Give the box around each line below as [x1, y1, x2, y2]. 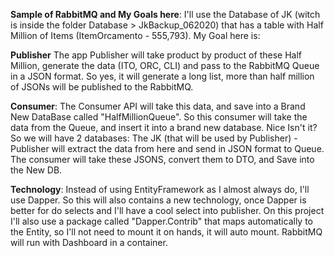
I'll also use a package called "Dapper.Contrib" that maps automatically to [10, 215, 313, 227]
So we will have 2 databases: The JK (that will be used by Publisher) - [10, 132, 298, 144]
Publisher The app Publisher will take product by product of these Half [10, 49, 302, 61]
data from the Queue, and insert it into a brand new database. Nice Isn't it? [10, 122, 318, 133]
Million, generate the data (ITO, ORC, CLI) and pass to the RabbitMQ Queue [10, 60, 320, 71]
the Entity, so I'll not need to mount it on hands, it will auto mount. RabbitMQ [10, 226, 323, 238]
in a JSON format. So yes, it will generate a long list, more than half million [10, 70, 315, 82]
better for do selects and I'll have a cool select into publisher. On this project [10, 205, 325, 216]
